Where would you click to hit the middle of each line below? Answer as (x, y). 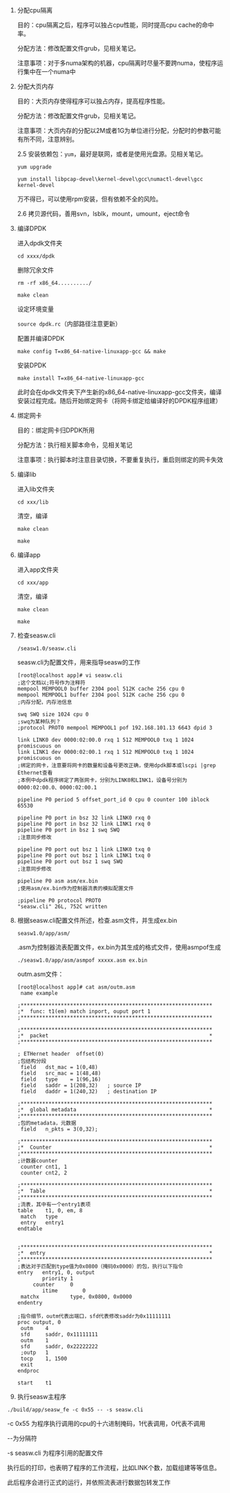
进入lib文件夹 (36, 489)
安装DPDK (32, 365)
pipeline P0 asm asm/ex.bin (57, 881)
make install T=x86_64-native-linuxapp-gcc (81, 378)
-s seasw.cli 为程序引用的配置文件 (55, 1453)
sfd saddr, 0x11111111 (59, 1334)
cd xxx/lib (33, 502)
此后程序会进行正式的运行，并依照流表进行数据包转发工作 (89, 1482)
